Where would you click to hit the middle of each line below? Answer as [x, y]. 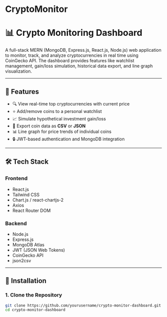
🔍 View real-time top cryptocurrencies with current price [71, 104]
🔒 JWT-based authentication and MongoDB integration [69, 139]
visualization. [19, 71]
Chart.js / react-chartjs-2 [38, 200]
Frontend [16, 179]
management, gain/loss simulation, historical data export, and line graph [79, 66]
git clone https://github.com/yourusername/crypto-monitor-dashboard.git [83, 305]
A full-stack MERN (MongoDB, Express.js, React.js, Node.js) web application [83, 50]
